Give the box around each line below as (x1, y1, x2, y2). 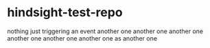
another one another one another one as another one (7, 34, 158, 42)
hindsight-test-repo (7, 5, 123, 20)
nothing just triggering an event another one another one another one (7, 27, 204, 35)
